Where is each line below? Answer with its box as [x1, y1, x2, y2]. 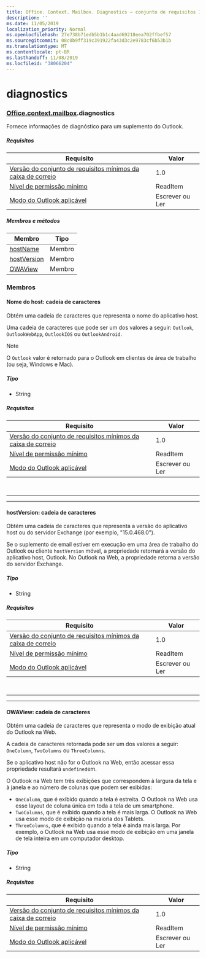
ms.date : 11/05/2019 [6, 20, 59, 26]
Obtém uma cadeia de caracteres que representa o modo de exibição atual [6, 722, 196, 730]
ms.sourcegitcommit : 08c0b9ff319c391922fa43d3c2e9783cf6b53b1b [6, 37, 172, 44]
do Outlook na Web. [6, 728, 57, 736]
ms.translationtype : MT [6, 44, 67, 50]
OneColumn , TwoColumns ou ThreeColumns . [6, 747, 106, 754]
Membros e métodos [6, 217, 60, 224]
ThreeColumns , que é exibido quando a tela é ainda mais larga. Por [15, 822, 181, 829]
